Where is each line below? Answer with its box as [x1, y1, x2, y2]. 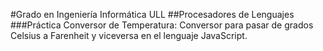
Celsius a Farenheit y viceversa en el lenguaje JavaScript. [10, 30, 248, 41]
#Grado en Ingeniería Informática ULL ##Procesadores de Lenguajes [10, 9, 295, 20]
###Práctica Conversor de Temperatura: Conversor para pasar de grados [10, 19, 314, 31]
